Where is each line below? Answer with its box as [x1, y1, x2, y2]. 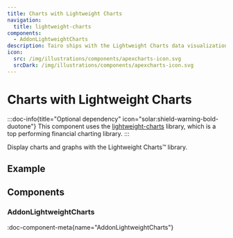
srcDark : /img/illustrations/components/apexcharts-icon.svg [13, 62, 194, 69]
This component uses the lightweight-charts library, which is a [37, 122, 216, 130]
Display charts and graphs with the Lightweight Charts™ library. [7, 143, 188, 151]
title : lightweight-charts [13, 23, 92, 30]
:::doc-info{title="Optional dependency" [7, 114, 121, 123]
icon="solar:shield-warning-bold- [122, 114, 219, 123]
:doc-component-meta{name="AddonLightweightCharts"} [7, 223, 174, 231]
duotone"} [7, 122, 37, 130]
